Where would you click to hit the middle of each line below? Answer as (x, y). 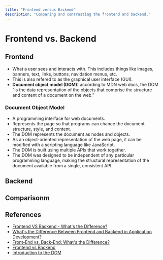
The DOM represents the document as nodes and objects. (71, 134)
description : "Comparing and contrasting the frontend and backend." (78, 14)
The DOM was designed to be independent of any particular (73, 155)
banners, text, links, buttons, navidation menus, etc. (65, 74)
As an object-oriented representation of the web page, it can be (77, 139)
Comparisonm (28, 198)
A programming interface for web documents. (59, 118)
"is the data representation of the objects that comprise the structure (82, 90)
